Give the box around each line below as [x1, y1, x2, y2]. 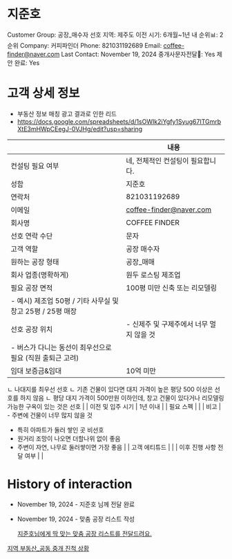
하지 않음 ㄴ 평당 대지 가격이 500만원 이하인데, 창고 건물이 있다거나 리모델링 [19, 394, 224, 402]
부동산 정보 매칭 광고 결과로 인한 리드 [17, 109, 117, 118]
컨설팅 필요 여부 [10, 161, 59, 170]
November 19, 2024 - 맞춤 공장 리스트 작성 [17, 515, 135, 523]
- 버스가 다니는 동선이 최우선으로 [10, 342, 112, 352]
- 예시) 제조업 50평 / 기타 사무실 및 [10, 295, 119, 305]
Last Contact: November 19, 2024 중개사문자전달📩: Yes [61, 50, 215, 58]
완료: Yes [14, 58, 40, 66]
